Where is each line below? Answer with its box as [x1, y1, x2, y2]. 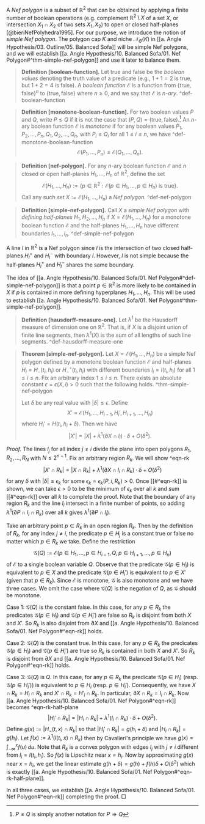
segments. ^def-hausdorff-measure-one [21, 337, 123, 345]
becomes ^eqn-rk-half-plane [6, 704, 79, 711]
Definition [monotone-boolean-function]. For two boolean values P [21, 108, 194, 116]
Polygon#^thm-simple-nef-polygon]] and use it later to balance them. [6, 56, 181, 64]
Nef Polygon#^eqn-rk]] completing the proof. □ [6, 793, 126, 800]
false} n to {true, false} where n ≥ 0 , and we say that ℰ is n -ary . [21, 88, 178, 97]
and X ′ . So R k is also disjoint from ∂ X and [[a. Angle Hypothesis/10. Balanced [6, 619, 199, 628]
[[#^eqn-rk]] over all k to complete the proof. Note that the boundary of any [6, 493, 196, 501]
